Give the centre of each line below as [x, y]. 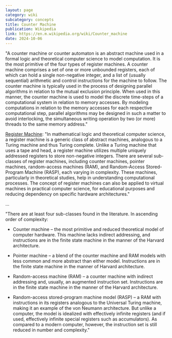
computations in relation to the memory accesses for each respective [79, 108]
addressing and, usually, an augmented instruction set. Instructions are [88, 282]
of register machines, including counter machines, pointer [83, 161]
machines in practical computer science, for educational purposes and [80, 188]
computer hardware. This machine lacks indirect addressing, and [81, 234]
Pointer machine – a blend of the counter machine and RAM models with [89, 255]
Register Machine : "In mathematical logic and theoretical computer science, [85, 134]
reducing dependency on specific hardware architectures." [68, 194]
